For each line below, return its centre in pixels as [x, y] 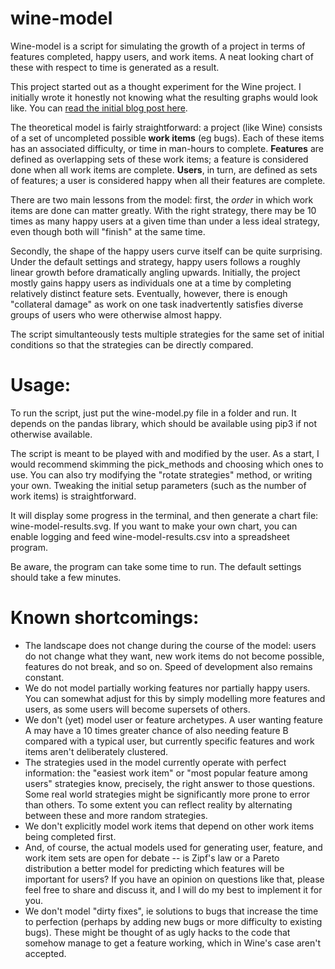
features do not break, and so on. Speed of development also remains [168, 666]
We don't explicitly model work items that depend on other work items [169, 826]
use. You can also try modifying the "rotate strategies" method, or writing [161, 474]
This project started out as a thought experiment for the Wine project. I [156, 86]
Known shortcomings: [105, 618]
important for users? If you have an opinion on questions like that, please [174, 879]
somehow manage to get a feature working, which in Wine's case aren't [172, 943]
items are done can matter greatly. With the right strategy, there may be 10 [163, 210]
